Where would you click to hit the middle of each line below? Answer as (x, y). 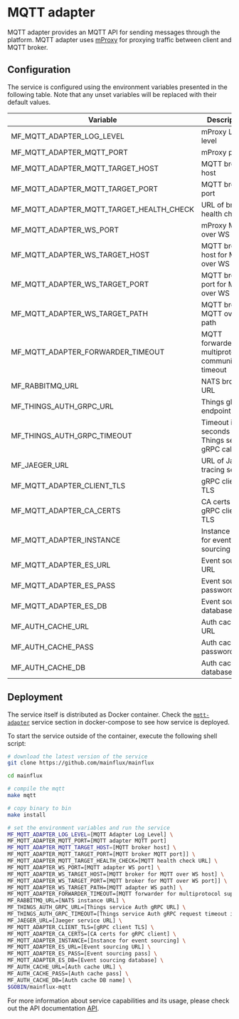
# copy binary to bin (39, 808)
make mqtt (22, 796)
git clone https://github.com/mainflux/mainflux (81, 763)
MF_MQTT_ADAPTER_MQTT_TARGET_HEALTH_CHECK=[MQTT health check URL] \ (113, 861)
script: (17, 743)
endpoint (216, 411)
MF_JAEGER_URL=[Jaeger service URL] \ (65, 921)
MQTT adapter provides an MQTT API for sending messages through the (114, 32)
